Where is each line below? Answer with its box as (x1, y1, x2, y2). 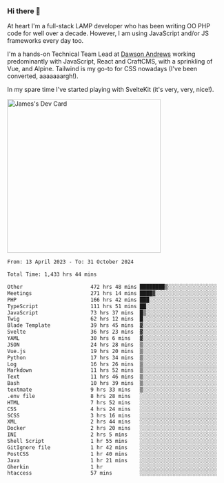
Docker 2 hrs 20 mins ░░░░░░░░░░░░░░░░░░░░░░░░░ (7, 425, 217, 432)
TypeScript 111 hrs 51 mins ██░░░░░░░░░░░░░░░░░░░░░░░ (7, 303, 217, 310)
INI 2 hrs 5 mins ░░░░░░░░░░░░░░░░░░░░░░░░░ (7, 431, 217, 438)
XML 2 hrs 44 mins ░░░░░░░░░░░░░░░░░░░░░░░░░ (7, 418, 217, 426)
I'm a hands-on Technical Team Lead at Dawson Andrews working (7, 50, 196, 58)
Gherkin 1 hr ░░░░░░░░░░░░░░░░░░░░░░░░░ (7, 463, 217, 471)
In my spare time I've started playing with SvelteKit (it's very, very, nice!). (7, 86, 214, 94)
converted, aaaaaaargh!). (7, 72, 79, 80)
